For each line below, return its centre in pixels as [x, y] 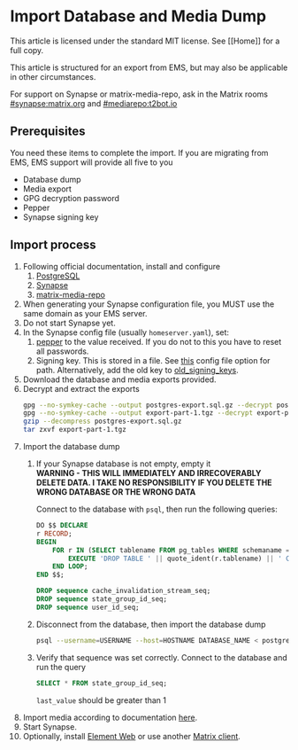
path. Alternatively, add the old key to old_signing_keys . [137, 370]
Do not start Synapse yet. [69, 323]
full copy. [27, 50]
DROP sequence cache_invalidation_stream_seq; [123, 591]
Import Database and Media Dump [138, 16]
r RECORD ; [54, 534]
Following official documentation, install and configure [121, 266]
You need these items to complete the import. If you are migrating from [139, 152]
